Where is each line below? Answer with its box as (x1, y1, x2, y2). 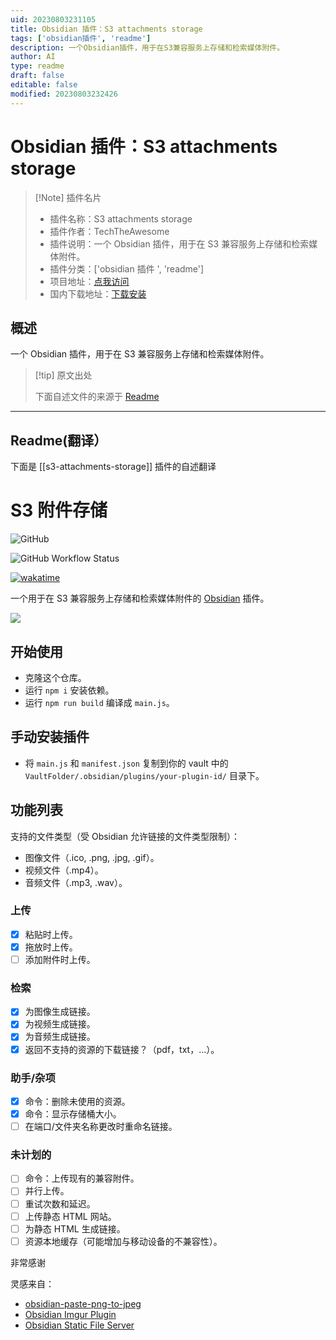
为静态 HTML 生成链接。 (24, 1222, 126, 1235)
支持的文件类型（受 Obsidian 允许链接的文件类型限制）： (10, 830, 241, 842)
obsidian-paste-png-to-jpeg (24, 1297, 142, 1310)
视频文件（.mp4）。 (24, 864, 104, 876)
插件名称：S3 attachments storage (49, 212, 193, 225)
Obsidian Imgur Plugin (24, 1308, 117, 1320)
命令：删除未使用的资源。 (24, 1095, 131, 1107)
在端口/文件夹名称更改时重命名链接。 (24, 1121, 178, 1133)
